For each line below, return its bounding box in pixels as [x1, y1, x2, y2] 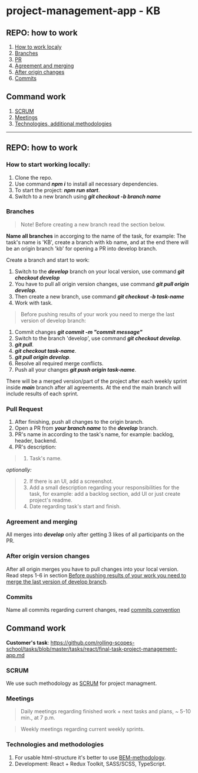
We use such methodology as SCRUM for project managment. [6, 680, 157, 687]
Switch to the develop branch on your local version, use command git [14, 268, 184, 275]
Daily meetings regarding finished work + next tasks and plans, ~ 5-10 [20, 708, 192, 715]
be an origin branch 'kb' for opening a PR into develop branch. [6, 245, 157, 252]
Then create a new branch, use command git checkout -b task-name [14, 293, 184, 300]
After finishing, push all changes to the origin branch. [14, 418, 144, 426]
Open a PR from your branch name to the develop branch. [14, 424, 158, 432]
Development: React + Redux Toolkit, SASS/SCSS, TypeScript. [14, 760, 166, 767]
